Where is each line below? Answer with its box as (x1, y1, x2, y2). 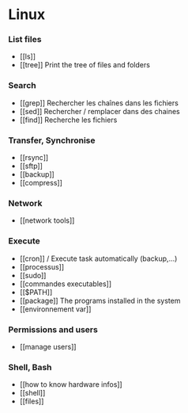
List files (8, 34, 42, 45)
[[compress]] (19, 178, 63, 188)
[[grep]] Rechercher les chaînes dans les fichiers (19, 98, 179, 108)
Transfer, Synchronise (8, 135, 96, 146)
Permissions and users (8, 323, 99, 335)
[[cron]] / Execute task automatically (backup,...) (19, 254, 178, 263)
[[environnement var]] (19, 304, 92, 314)
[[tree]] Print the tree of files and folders (19, 60, 150, 70)
